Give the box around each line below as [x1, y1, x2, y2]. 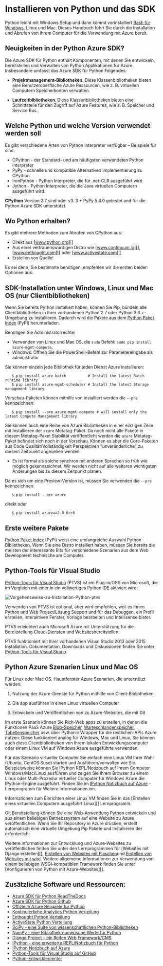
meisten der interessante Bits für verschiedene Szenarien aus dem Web [5, 547, 149, 553]
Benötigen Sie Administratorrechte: [5, 329, 75, 336]
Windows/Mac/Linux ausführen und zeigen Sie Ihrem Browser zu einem [5, 770, 149, 776]
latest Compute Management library [5, 414, 77, 419]
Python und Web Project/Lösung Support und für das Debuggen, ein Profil [5, 609, 154, 615]
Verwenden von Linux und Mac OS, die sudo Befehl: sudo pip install [12, 339, 152, 345]
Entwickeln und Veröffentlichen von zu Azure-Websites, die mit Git [12, 710, 145, 715]
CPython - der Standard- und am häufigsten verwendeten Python [12, 157, 144, 162]
